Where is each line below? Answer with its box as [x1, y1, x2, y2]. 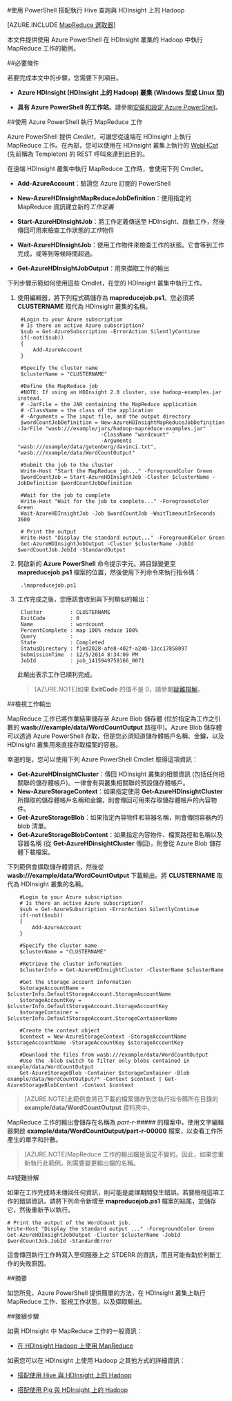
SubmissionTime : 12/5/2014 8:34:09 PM [20, 651, 139, 658]
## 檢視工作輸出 [7, 700, 52, 708]
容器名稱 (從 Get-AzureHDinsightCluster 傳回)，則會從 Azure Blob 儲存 [17, 839, 222, 847]
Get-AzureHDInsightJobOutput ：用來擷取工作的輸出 [17, 264, 169, 272]
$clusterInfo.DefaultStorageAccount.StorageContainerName [7, 1015, 177, 1022]
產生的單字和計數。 [7, 1136, 62, 1143]
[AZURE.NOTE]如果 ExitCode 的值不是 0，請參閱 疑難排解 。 [34, 685, 204, 693]
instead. [17, 395, 43, 402]
